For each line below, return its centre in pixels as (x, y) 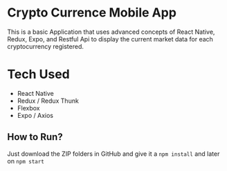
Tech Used (39, 74)
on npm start (26, 161)
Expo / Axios (35, 115)
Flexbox (28, 108)
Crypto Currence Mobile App (92, 13)
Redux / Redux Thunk (48, 101)
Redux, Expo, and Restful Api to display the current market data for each (110, 39)
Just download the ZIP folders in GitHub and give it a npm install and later (113, 154)
